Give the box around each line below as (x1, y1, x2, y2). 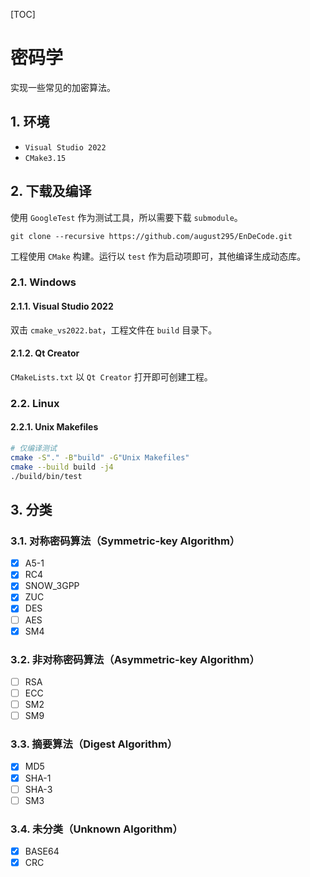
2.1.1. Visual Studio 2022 (10, 300, 114, 313)
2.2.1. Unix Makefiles (10, 421, 99, 433)
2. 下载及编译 (10, 183, 92, 200)
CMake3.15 (24, 153, 67, 163)
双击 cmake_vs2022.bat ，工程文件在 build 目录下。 (10, 324, 218, 336)
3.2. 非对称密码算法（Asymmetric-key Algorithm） (10, 652, 260, 666)
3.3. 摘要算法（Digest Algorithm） (10, 737, 178, 751)
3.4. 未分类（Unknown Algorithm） (10, 822, 183, 836)
